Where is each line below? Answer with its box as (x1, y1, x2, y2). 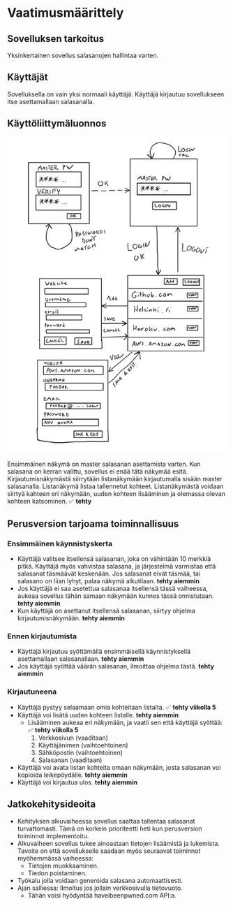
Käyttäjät (7, 71, 48, 83)
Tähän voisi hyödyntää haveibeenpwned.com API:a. (27, 891, 176, 899)
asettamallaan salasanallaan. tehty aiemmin (17, 655, 144, 663)
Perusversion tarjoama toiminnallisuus (7, 518, 179, 529)
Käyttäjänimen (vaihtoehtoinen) (38, 740, 128, 749)
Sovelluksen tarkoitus (7, 33, 105, 45)
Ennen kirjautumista (7, 631, 77, 641)
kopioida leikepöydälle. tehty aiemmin (17, 770, 128, 779)
